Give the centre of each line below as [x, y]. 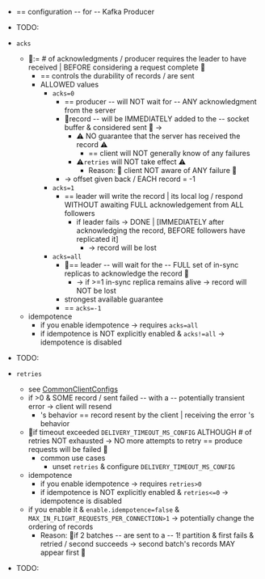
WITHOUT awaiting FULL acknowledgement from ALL [154, 205]
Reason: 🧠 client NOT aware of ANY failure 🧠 [162, 170]
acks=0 [63, 94]
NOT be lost [97, 291]
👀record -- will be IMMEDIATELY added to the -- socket [157, 119]
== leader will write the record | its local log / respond [154, 196]
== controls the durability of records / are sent [118, 76]
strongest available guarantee [114, 299]
